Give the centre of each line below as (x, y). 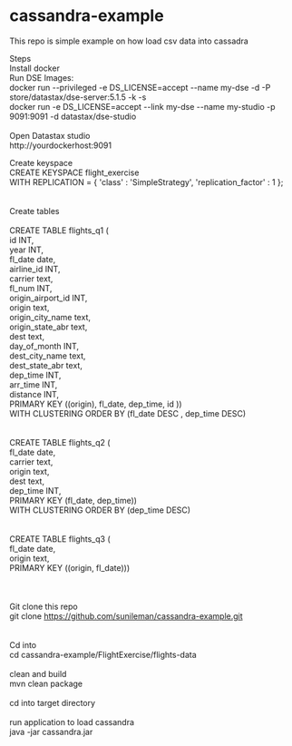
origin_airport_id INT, (49, 298)
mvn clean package (46, 683)
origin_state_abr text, (49, 327)
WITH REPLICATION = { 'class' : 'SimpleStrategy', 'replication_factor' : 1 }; (146, 182)
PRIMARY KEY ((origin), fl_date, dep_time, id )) (96, 404)
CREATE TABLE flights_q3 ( (60, 539)
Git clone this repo (44, 606)
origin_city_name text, (50, 317)
